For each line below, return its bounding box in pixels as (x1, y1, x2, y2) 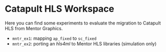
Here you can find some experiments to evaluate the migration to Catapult (5, 20, 161, 26)
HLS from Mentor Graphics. (5, 25, 63, 31)
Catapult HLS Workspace (5, 3, 115, 15)
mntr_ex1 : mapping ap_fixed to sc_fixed (12, 35, 97, 41)
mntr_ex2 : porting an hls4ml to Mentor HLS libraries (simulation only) (12, 40, 157, 46)
